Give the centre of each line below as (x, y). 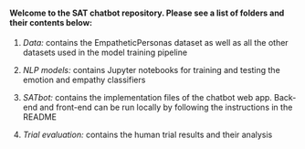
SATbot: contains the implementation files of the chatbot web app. (147, 98)
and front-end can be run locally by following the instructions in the (166, 107)
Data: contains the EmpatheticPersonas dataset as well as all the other (156, 43)
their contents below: (51, 22)
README (40, 117)
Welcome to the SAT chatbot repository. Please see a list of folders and (147, 13)
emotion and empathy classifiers (84, 80)
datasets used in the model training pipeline (105, 53)
